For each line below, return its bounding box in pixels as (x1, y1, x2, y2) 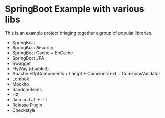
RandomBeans (12, 86, 42, 92)
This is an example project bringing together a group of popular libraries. (5, 30, 153, 36)
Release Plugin (12, 102, 43, 108)
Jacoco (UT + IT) (12, 96, 47, 102)
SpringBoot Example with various (5, 3, 144, 15)
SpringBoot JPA (12, 55, 45, 61)
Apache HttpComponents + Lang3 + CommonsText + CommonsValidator (12, 71, 160, 76)
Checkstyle (12, 107, 35, 113)
